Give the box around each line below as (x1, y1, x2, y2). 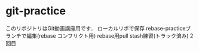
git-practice (5, 4, 66, 18)
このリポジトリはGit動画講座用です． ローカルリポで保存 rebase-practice (5, 25, 186, 32)
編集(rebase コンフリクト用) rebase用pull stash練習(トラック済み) (26, 32, 189, 39)
